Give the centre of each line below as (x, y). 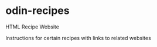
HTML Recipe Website (33, 27)
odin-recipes (37, 11)
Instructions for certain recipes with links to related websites (78, 38)
